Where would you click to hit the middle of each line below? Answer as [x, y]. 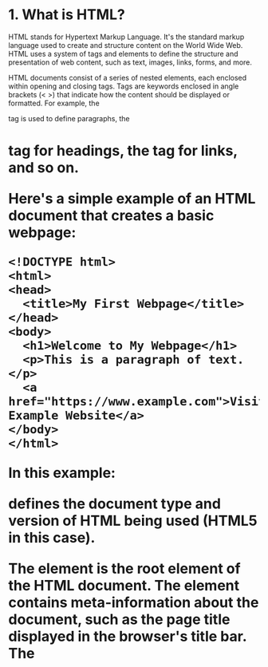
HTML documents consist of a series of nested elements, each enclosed [128, 77]
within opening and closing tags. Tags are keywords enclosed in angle [124, 86]
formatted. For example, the [54, 103]
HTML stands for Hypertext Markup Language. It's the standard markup [126, 37]
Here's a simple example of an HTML [132, 199]
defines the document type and [115, 504]
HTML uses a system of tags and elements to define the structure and [123, 53]
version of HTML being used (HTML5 [133, 521]
